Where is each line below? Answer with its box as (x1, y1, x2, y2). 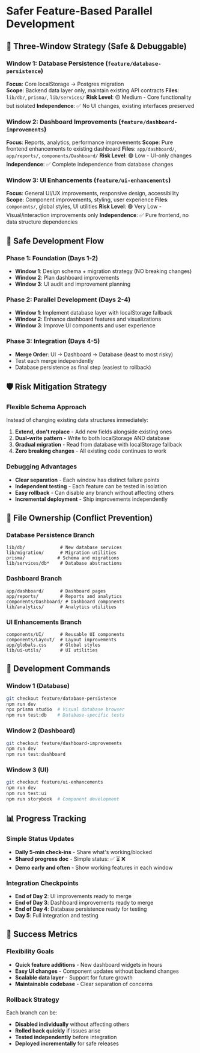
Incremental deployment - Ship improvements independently (14, 495, 168, 503)
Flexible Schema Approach (6, 403, 86, 411)
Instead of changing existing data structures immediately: (6, 416, 148, 424)
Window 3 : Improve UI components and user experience (14, 322, 156, 329)
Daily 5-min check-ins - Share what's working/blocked (14, 848, 152, 855)
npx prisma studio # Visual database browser (6, 706, 125, 712)
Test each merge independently (14, 357, 94, 364)
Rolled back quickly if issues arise (14, 1026, 101, 1034)
